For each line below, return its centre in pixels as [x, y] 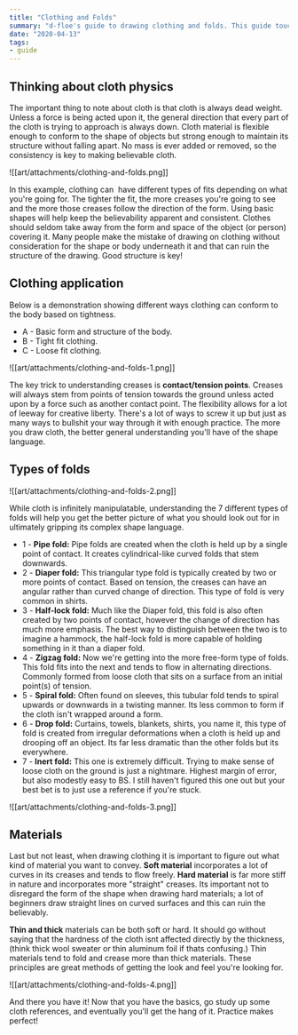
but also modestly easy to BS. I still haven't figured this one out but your [153, 780]
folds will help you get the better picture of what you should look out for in [144, 517]
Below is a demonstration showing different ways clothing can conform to [144, 305]
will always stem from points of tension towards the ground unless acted [142, 394]
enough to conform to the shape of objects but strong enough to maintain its [149, 136]
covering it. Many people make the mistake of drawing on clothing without [145, 236]
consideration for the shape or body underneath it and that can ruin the [139, 246]
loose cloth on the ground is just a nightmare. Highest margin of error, [149, 770]
